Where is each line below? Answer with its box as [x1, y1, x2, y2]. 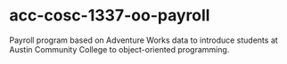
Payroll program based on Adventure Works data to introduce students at [9, 35, 278, 45]
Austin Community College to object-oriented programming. [9, 44, 230, 54]
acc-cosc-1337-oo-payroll [9, 5, 210, 26]
